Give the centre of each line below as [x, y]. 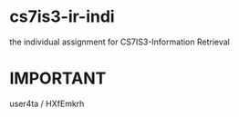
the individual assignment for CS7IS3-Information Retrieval [119, 42]
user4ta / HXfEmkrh [47, 103]
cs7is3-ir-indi [62, 17]
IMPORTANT [58, 78]
